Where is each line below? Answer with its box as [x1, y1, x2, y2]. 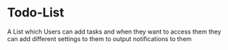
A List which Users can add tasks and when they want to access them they [7, 27, 222, 36]
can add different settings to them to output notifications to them [7, 34, 192, 42]
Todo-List [7, 5, 64, 21]
